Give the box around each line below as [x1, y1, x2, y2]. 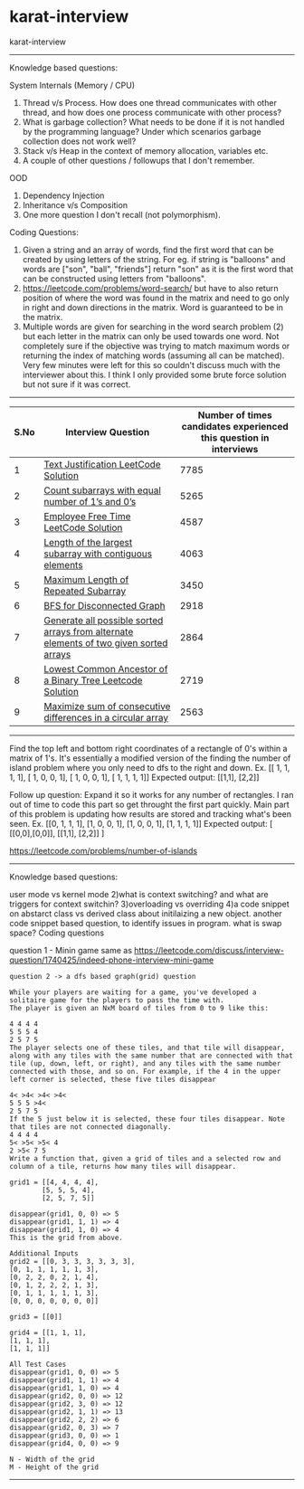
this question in [200, 432, 270, 444]
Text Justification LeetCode [43, 458, 161, 470]
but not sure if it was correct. [22, 378, 131, 390]
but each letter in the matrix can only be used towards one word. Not [22, 330, 280, 341]
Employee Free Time [43, 509, 131, 522]
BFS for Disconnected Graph [43, 599, 166, 612]
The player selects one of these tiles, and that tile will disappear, [9, 1043, 285, 1052]
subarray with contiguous [43, 547, 152, 560]
